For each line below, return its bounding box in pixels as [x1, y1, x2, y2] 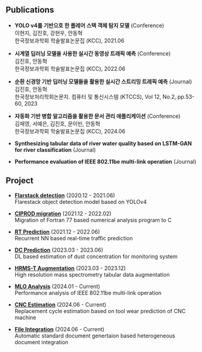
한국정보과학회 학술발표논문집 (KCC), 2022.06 [14, 65, 126, 72]
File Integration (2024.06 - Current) [14, 325, 104, 333]
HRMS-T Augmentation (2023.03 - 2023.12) [14, 264, 126, 272]
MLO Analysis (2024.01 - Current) [14, 282, 101, 290]
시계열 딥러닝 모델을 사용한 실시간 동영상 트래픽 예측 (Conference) [14, 50, 171, 57]
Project [5, 175, 34, 186]
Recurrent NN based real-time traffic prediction [14, 234, 133, 242]
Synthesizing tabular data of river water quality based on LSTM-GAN [14, 140, 192, 147]
